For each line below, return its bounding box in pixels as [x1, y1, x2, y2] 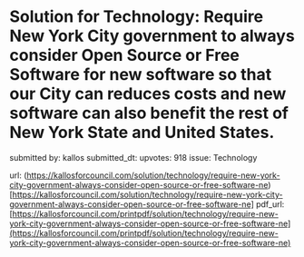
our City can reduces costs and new [9, 84, 287, 104]
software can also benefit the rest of [9, 103, 289, 124]
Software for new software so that [9, 64, 272, 85]
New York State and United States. [9, 123, 275, 143]
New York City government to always [9, 25, 295, 46]
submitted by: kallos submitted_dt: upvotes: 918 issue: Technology [9, 152, 258, 163]
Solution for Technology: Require [9, 6, 264, 27]
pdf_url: [255, 198, 285, 210]
